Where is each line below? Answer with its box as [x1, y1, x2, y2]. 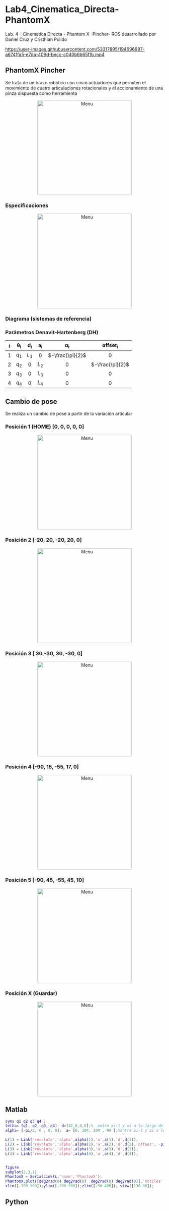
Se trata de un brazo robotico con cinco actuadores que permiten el [5, 79, 146, 85]
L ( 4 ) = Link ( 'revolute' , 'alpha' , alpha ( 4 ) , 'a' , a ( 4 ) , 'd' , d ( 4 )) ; [5, 1151, 138, 1156]
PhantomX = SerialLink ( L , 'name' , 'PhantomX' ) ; [5, 1174, 102, 1179]
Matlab [5, 1105, 28, 1114]
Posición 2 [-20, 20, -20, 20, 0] [5, 537, 82, 544]
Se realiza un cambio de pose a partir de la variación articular [5, 410, 133, 417]
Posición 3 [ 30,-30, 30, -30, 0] [5, 650, 83, 657]
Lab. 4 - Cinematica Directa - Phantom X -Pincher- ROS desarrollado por [5, 31, 156, 37]
